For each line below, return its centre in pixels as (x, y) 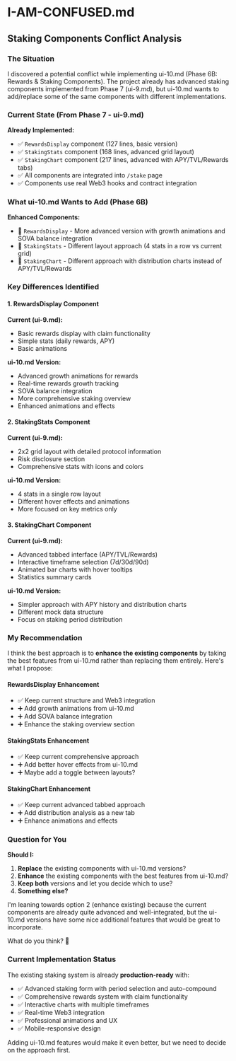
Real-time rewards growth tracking (68, 383)
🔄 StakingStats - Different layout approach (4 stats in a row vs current (120, 246)
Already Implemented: (41, 130)
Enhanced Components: (43, 217)
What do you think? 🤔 (39, 941)
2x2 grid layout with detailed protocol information (89, 451)
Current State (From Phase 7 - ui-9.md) (76, 115)
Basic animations (42, 348)
